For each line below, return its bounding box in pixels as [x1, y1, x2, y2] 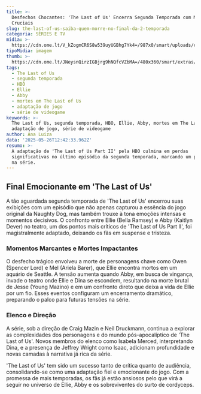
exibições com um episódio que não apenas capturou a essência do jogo [6, 204, 187, 211]
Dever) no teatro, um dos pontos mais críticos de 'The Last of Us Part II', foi [6, 223, 192, 230]
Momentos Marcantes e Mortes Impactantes [6, 244, 139, 252]
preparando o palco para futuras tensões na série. [6, 296, 130, 303]
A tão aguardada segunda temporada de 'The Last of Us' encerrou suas [6, 197, 184, 204]
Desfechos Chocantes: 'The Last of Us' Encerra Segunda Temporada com [11, 14, 191, 20]
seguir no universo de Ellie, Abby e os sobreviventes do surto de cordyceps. [6, 381, 194, 388]
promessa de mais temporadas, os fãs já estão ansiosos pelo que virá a [6, 374, 182, 381]
